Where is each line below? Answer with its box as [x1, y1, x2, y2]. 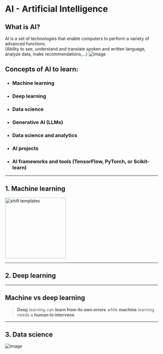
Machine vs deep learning [5, 294, 85, 302]
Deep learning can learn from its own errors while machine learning [16, 306, 154, 312]
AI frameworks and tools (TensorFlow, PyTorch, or [12, 158, 133, 165]
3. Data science [5, 331, 53, 339]
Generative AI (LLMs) [12, 119, 64, 126]
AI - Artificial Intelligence [5, 3, 108, 15]
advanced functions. [5, 41, 46, 47]
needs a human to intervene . [16, 312, 76, 318]
